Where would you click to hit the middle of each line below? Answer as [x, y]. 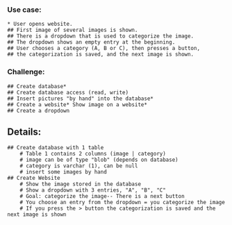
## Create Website [34, 178]
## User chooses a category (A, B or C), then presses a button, [103, 49]
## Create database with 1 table [56, 148]
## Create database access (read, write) [68, 92]
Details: [24, 132]
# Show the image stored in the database [80, 184]
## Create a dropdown [39, 110]
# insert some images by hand [64, 172]
